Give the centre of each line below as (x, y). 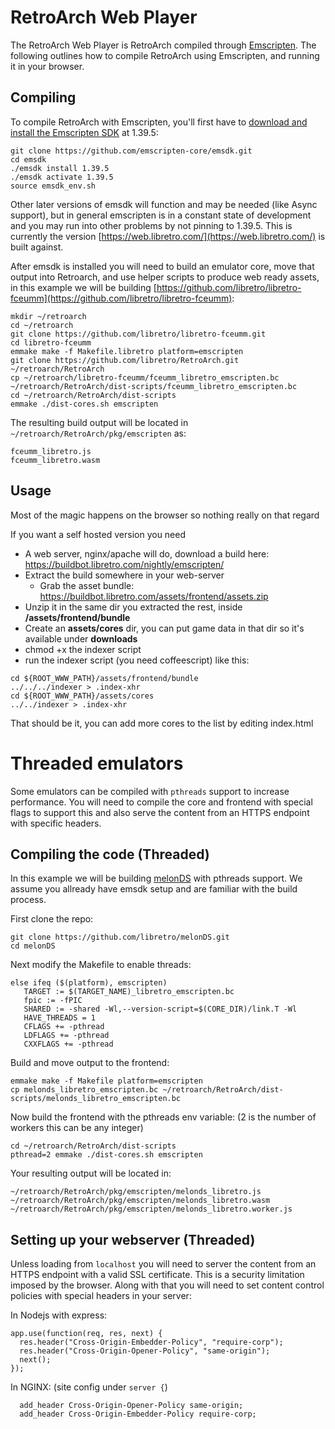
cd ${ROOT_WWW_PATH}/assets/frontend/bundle (104, 678)
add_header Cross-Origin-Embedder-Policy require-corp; (138, 1414)
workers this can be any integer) (77, 1128)
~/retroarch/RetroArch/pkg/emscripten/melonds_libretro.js (136, 1192)
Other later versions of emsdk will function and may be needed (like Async (164, 204)
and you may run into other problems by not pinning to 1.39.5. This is (151, 225)
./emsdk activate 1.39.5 (62, 177)
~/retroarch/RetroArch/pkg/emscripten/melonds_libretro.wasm (140, 1201)
